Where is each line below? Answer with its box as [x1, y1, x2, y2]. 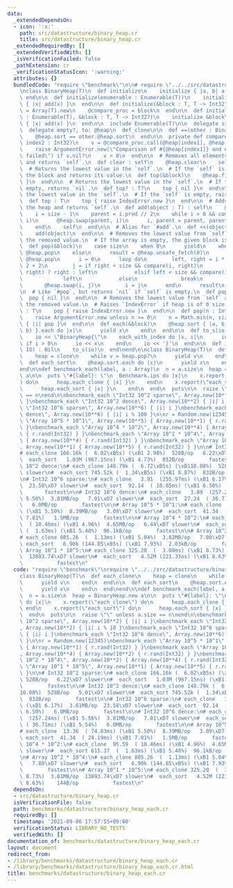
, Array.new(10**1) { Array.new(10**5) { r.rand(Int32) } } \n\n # [19, 443, 213, 451]
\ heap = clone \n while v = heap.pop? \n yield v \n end [19, 353, 225, 360]
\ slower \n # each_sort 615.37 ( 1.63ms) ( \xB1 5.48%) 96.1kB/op [19, 747, 222, 754]
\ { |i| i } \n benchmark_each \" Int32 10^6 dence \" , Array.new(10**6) [19, 631, 225, 638]
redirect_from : [7, 850, 51, 857]
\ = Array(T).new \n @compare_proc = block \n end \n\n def [19, 107, 203, 114]
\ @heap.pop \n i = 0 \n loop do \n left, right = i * [19, 256, 225, 263]
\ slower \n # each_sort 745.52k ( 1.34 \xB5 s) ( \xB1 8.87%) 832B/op [19, 469, 225, 476]
